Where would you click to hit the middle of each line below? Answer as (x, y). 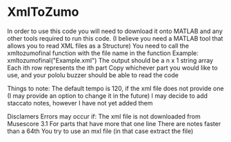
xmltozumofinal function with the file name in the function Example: (103, 53)
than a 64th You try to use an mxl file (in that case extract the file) (100, 131)
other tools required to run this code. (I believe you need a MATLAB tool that (115, 38)
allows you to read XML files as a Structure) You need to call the (98, 45)
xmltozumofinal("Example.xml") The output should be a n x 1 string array (110, 60)
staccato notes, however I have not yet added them (80, 103)
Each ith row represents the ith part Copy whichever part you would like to (113, 68)
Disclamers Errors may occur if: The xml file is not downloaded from (104, 116)
